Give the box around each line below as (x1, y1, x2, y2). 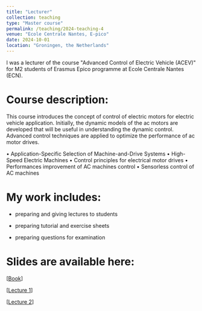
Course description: (6, 93, 109, 107)
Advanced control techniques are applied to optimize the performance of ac (6, 132, 195, 139)
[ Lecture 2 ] (6, 298, 34, 305)
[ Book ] (6, 275, 23, 282)
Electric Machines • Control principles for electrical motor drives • (24, 156, 188, 163)
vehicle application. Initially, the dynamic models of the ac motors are (6, 119, 178, 127)
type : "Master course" (6, 20, 63, 26)
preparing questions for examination (14, 233, 106, 241)
